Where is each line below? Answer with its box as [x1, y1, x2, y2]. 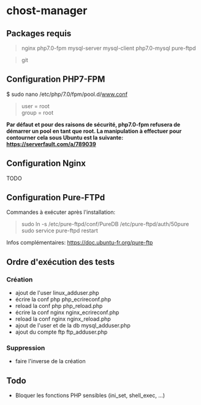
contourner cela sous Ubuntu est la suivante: [6, 133, 124, 141]
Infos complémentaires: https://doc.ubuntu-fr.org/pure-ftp [6, 239, 153, 246]
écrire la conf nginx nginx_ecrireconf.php [15, 309, 119, 317]
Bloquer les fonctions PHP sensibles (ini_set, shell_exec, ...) [15, 391, 165, 399]
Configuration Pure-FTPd [6, 192, 105, 203]
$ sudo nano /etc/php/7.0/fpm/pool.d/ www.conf [6, 90, 127, 98]
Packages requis [6, 28, 72, 39]
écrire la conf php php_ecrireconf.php [15, 296, 112, 303]
